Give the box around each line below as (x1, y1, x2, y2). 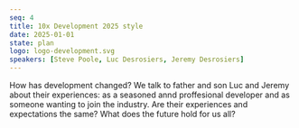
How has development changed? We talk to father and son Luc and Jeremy (9, 80, 290, 90)
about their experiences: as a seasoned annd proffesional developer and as (9, 89, 291, 100)
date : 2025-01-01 (9, 30, 75, 39)
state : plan (9, 38, 54, 48)
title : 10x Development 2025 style (9, 22, 144, 31)
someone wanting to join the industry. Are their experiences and (9, 99, 248, 109)
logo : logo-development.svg (9, 47, 116, 56)
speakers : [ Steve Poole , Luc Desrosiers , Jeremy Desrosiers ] (9, 55, 245, 64)
